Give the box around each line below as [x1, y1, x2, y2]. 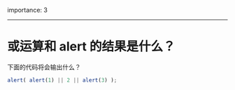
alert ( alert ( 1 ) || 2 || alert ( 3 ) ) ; [7, 76, 117, 84]
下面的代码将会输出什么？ [7, 62, 81, 71]
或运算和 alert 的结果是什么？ [7, 39, 176, 55]
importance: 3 [7, 6, 48, 14]
